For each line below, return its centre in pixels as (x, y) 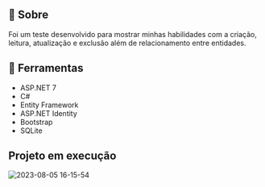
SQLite (31, 131)
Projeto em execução (62, 156)
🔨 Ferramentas (46, 68)
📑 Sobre (29, 15)
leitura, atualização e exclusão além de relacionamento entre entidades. (127, 43)
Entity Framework (49, 105)
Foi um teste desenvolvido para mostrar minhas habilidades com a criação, (133, 34)
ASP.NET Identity (49, 113)
